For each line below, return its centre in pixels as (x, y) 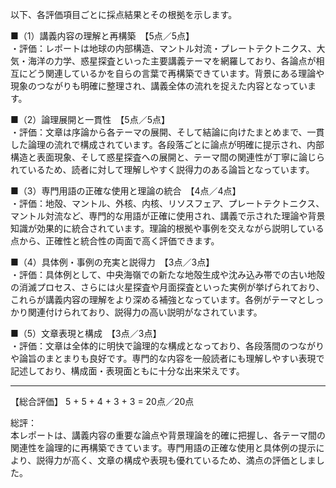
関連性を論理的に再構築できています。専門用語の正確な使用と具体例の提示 (163, 447)
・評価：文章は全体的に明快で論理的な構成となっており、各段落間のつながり (167, 346)
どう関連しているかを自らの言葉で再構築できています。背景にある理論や (176, 73)
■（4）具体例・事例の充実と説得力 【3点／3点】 (112, 262)
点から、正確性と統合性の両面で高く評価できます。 (115, 241)
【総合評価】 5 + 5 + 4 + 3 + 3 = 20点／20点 (102, 401)
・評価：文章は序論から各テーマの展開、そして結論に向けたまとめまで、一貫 (167, 132)
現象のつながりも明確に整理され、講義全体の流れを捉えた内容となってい (159, 86)
